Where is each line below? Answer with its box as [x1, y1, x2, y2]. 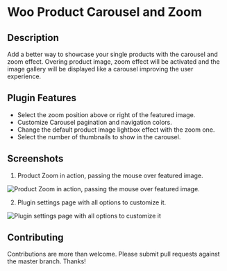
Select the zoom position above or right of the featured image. [17, 110, 196, 119]
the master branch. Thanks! [7, 257, 87, 265]
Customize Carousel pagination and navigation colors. [17, 118, 172, 126]
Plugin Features [7, 92, 77, 104]
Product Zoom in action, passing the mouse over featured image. [17, 171, 203, 180]
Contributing [7, 231, 64, 243]
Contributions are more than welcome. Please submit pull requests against [7, 250, 220, 259]
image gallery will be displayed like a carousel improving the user [7, 65, 194, 73]
